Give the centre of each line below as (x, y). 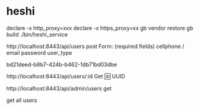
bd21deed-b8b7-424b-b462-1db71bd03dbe (62, 64)
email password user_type (39, 52)
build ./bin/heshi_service (37, 34)
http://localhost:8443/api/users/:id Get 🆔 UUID (66, 76)
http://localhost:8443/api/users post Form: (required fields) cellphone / (95, 46)
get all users (22, 100)
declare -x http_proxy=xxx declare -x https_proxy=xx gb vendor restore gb (100, 28)
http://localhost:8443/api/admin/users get (59, 88)
